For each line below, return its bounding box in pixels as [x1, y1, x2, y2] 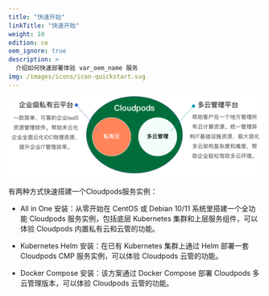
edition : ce [8, 39, 48, 47]
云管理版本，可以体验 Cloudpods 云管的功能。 [19, 278, 174, 288]
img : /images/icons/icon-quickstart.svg [8, 73, 147, 81]
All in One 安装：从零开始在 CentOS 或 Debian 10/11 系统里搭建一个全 [19, 204, 249, 214]
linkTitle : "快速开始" [8, 21, 80, 30]
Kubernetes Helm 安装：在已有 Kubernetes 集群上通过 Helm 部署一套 [19, 241, 250, 251]
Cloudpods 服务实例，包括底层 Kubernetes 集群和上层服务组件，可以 [29, 214, 259, 223]
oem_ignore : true [8, 47, 67, 56]
